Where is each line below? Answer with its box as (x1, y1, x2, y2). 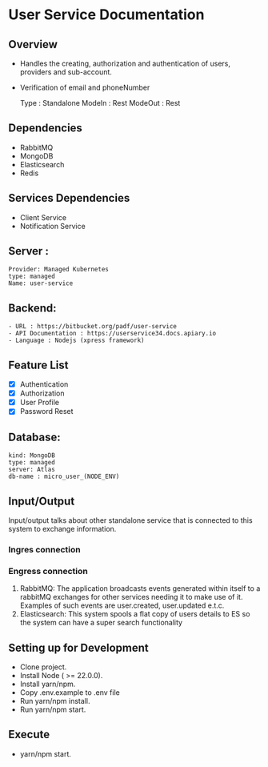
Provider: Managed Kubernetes (8, 266, 110, 274)
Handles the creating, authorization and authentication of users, (19, 58, 230, 68)
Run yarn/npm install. (19, 696, 90, 705)
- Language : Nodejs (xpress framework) (8, 336, 146, 345)
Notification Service (19, 221, 86, 231)
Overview (8, 38, 58, 51)
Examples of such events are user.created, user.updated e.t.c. (19, 600, 225, 610)
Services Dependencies (8, 191, 130, 205)
